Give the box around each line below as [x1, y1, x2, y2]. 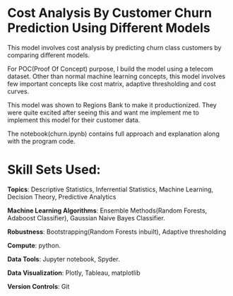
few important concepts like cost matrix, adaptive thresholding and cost [7, 79, 217, 88]
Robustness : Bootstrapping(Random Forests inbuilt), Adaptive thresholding [7, 227, 227, 236]
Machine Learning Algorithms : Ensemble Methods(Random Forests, [7, 206, 208, 215]
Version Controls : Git [7, 282, 70, 290]
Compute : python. [7, 241, 61, 249]
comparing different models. [7, 51, 90, 59]
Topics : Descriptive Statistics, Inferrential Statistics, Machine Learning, [7, 185, 214, 194]
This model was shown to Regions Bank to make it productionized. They [7, 100, 217, 109]
